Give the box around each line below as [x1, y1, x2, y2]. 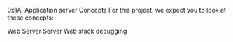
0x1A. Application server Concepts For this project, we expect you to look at [7, 6, 226, 14]
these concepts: [7, 13, 54, 22]
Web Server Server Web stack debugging [7, 27, 127, 35]
